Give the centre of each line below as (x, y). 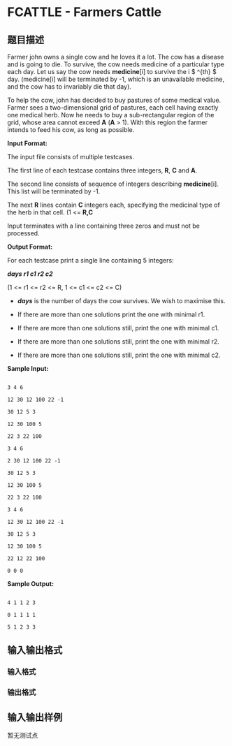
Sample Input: (28, 368)
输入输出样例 (35, 717)
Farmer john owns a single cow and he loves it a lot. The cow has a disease (116, 57)
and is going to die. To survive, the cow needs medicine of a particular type (116, 64)
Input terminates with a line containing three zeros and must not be (104, 226)
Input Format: (27, 143)
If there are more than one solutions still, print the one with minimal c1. (118, 328)
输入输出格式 (35, 650)
